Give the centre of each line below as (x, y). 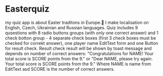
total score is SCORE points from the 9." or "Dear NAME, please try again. (79, 58)
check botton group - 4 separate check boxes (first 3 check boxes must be (81, 38)
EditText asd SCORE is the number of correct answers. (60, 69)
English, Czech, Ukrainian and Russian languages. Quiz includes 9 (71, 27)
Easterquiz (27, 9)
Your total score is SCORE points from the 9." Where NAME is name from (78, 64)
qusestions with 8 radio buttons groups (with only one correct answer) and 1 (82, 33)
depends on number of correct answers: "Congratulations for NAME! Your (79, 53)
